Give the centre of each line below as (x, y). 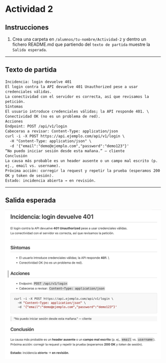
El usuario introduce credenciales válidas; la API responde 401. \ (77, 111)
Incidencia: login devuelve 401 (38, 82)
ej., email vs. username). (33, 166)
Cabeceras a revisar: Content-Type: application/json (62, 131)
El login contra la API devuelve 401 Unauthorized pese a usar (72, 87)
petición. (15, 101)
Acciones (14, 121)
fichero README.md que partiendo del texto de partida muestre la (81, 44)
